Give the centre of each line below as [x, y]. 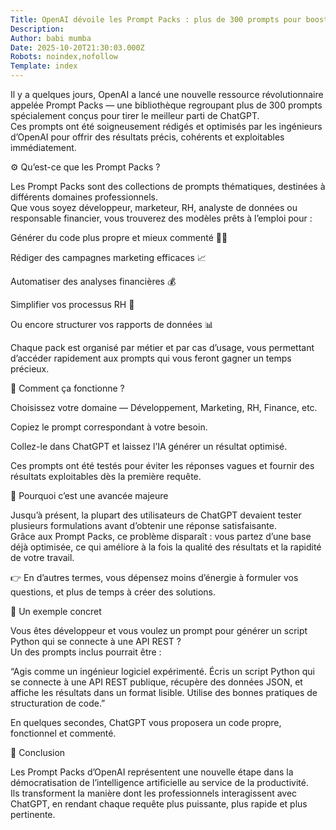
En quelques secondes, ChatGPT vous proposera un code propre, [146, 722]
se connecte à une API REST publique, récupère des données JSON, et [156, 682]
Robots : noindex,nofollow [64, 57]
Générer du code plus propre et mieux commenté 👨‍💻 [119, 237]
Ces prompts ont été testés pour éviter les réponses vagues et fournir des [162, 465]
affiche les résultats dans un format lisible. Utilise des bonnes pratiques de [164, 692]
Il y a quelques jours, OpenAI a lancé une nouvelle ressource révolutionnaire [167, 94]
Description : [37, 29]
